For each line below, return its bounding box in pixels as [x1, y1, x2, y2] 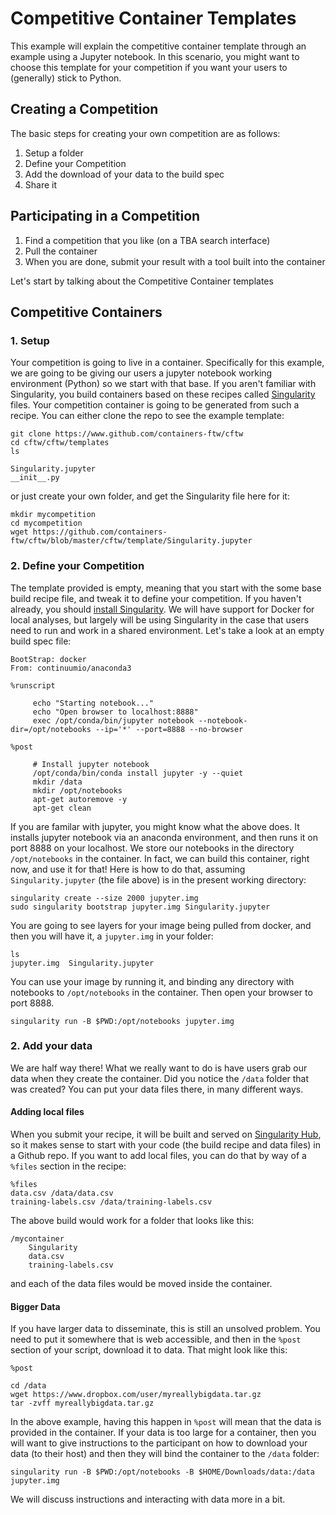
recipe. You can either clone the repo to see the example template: [10, 410, 285, 422]
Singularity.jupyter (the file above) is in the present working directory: [10, 873, 307, 886]
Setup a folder [24, 147, 84, 159]
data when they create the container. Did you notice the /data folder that [10, 1072, 310, 1084]
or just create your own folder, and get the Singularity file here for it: [10, 490, 290, 502]
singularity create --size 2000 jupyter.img [10, 893, 199, 903]
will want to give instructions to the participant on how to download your [10, 1437, 308, 1449]
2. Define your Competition [10, 559, 145, 573]
